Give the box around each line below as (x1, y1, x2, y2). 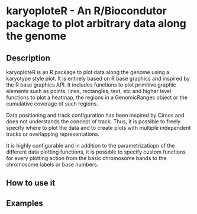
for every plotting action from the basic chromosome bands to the (6, 155, 167, 161)
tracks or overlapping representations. (6, 130, 99, 138)
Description (6, 53, 50, 63)
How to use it (6, 178, 56, 188)
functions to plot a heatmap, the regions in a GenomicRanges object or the (6, 94, 188, 101)
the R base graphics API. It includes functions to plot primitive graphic (6, 81, 176, 88)
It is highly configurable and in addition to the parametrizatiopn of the (6, 142, 176, 149)
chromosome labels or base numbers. (6, 161, 99, 168)
